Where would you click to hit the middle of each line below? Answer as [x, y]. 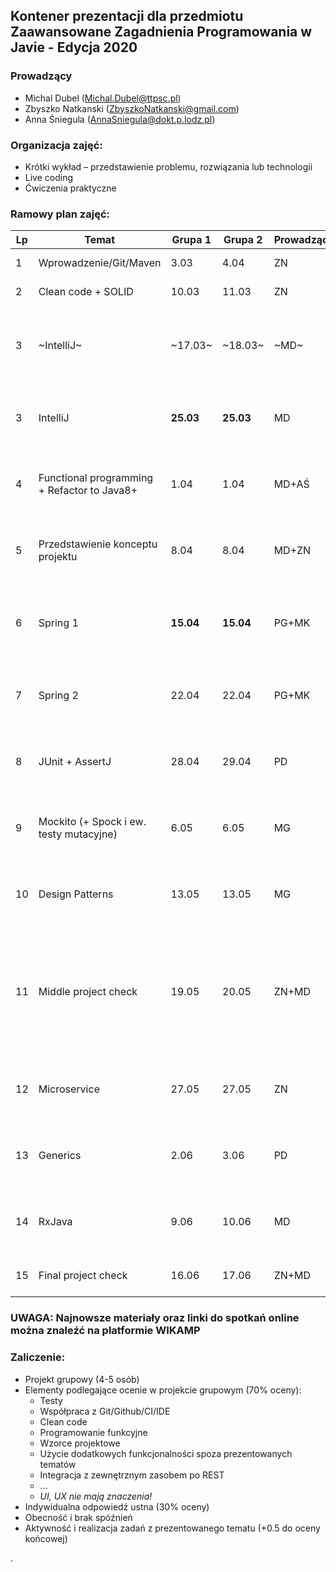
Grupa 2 [243, 240]
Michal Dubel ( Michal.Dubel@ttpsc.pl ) [103, 98]
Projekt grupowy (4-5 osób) [82, 1379]
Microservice [69, 1089]
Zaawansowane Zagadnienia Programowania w [161, 32]
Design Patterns [76, 894]
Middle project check [88, 992]
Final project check [83, 1276]
